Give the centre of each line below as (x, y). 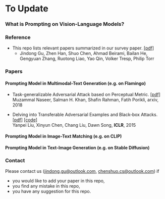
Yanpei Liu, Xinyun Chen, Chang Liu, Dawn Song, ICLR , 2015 (74, 125)
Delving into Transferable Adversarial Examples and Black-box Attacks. (85, 114)
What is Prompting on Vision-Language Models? (65, 24)
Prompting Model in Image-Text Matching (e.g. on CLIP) (64, 136)
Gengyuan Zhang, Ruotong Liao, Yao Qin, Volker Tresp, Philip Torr (87, 59)
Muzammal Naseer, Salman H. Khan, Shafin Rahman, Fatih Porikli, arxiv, (85, 99)
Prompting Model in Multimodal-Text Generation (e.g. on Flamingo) (76, 83)
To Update (27, 9)
